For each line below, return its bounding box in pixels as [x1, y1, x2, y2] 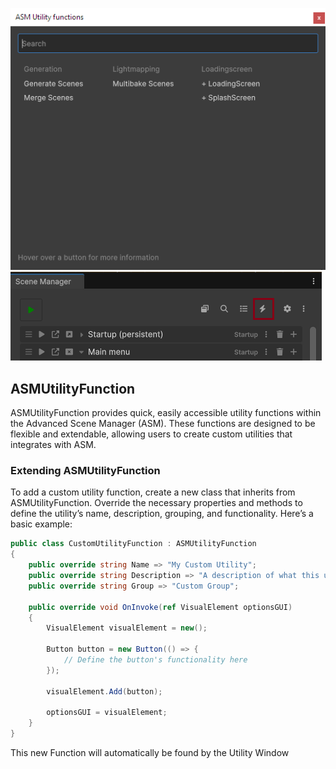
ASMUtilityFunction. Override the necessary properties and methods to [10, 497, 303, 509]
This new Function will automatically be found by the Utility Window [10, 747, 290, 759]
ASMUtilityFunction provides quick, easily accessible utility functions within [10, 407, 322, 419]
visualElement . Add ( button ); [46, 686, 163, 697]
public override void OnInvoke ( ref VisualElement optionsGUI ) [28, 602, 293, 612]
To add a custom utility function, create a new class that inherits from [10, 486, 296, 498]
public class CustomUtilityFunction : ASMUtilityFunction [10, 539, 257, 549]
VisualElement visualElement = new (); [46, 623, 208, 633]
